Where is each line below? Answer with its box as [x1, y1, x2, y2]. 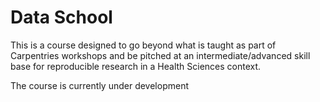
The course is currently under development [10, 79, 189, 91]
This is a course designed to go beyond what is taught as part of [10, 39, 277, 51]
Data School [10, 6, 113, 29]
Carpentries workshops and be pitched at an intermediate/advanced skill [10, 49, 311, 61]
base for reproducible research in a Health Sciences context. [10, 60, 262, 72]
